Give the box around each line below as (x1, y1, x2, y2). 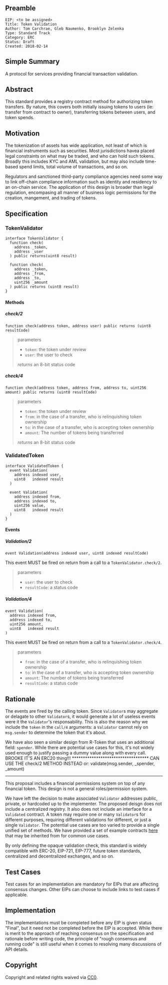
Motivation (5, 129, 40, 138)
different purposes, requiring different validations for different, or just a (5, 817, 151, 823)
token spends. (5, 115, 34, 121)
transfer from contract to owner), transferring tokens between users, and (5, 109, 156, 115)
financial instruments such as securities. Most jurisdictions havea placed (5, 148, 155, 154)
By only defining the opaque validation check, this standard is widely (5, 842, 147, 848)
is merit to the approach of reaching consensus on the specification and (5, 930, 154, 936)
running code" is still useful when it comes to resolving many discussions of (5, 941, 161, 947)
